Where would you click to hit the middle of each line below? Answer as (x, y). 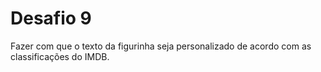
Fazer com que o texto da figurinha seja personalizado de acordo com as (161, 46)
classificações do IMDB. (60, 56)
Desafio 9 (51, 18)
